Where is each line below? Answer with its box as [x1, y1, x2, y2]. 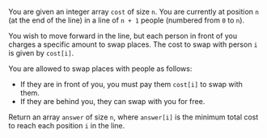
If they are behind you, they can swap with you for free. [19, 97, 206, 106]
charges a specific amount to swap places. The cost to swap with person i [8, 40, 258, 49]
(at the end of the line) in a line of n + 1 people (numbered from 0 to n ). [8, 15, 245, 25]
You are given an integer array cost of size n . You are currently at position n [8, 7, 259, 16]
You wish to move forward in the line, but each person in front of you [8, 31, 238, 40]
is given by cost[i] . [8, 48, 74, 57]
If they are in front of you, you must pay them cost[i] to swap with [19, 80, 243, 89]
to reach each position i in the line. [8, 121, 125, 130]
